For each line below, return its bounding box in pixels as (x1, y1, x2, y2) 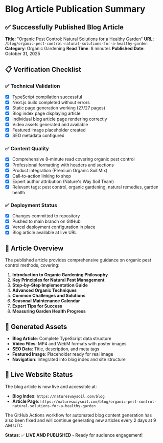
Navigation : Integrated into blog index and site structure (12, 357, 126, 363)
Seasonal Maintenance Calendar (12, 298, 80, 304)
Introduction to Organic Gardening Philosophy (12, 272, 108, 278)
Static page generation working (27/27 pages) (12, 104, 106, 111)
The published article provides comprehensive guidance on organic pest (5, 257, 152, 263)
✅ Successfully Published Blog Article (5, 23, 124, 31)
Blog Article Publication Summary (5, 3, 145, 15)
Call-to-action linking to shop (12, 173, 71, 179)
